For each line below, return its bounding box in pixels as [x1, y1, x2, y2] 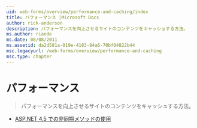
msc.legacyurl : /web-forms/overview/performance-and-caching [6, 48, 162, 54]
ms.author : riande [6, 31, 52, 37]
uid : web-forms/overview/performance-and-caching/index [6, 8, 148, 15]
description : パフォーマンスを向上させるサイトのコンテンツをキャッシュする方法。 [6, 25, 189, 32]
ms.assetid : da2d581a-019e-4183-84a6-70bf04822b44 [6, 43, 135, 49]
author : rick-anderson [6, 20, 63, 26]
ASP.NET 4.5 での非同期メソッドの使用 [14, 115, 111, 122]
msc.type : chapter [6, 53, 52, 59]
